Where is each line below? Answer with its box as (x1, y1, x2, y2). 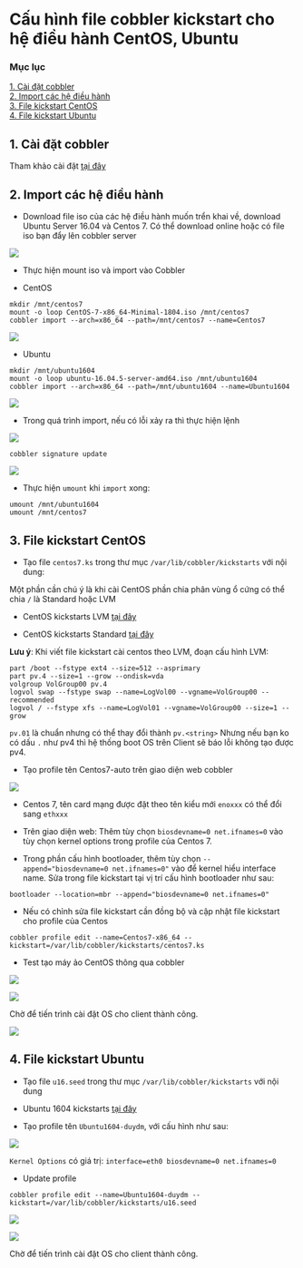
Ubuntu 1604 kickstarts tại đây (22, 1103, 138, 1114)
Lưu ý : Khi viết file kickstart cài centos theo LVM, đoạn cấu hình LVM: (9, 646, 269, 657)
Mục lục (9, 61, 46, 73)
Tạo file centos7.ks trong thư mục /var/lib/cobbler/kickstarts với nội (22, 556, 288, 567)
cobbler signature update (9, 450, 107, 459)
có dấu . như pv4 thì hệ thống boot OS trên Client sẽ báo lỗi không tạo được (9, 736, 295, 747)
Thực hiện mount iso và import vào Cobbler (22, 265, 186, 276)
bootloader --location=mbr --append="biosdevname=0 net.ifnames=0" (9, 890, 270, 899)
